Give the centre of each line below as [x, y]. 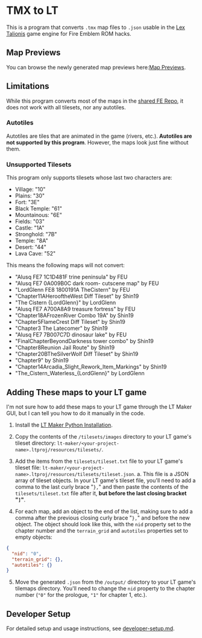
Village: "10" [30, 189]
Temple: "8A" [31, 241]
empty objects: [33, 537]
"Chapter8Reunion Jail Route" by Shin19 [65, 347]
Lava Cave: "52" [35, 254]
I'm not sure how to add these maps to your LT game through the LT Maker [99, 407]
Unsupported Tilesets [39, 164]
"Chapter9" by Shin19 [42, 361]
